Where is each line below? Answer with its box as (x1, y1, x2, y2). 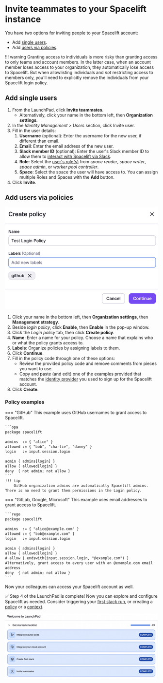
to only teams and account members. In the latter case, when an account (5, 59, 151, 65)
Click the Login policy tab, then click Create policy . (12, 329, 115, 335)
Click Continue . (12, 350, 44, 356)
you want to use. (19, 365, 53, 371)
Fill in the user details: (12, 128, 56, 133)
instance (5, 14, 41, 25)
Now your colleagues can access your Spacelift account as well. (5, 584, 134, 590)
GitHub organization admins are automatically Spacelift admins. (14, 483, 149, 488)
